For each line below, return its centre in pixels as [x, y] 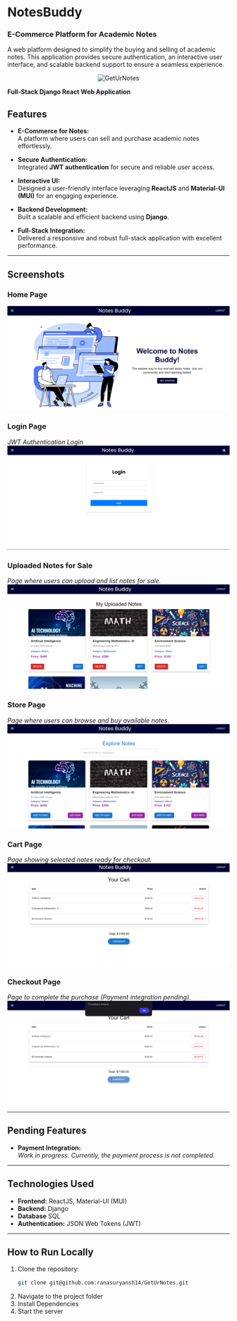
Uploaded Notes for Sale [50, 565]
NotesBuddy [45, 12]
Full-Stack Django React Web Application [69, 92]
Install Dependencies [48, 1304]
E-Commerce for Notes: [53, 131]
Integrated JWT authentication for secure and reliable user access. [116, 167]
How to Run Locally [50, 1252]
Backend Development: [53, 209]
